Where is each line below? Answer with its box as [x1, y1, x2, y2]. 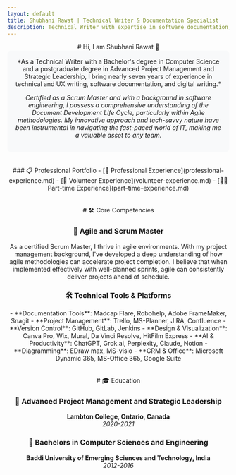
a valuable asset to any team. [75, 131, 162, 140]
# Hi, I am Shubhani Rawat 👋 [77, 43, 160, 52]
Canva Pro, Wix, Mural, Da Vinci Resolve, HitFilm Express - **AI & [23, 331, 214, 339]
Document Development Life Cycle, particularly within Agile [31, 109, 206, 117]
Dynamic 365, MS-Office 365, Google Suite [55, 354, 182, 362]
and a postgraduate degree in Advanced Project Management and [22, 65, 215, 73]
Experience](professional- [148, 167, 224, 175]
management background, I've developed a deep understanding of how [13, 250, 223, 258]
